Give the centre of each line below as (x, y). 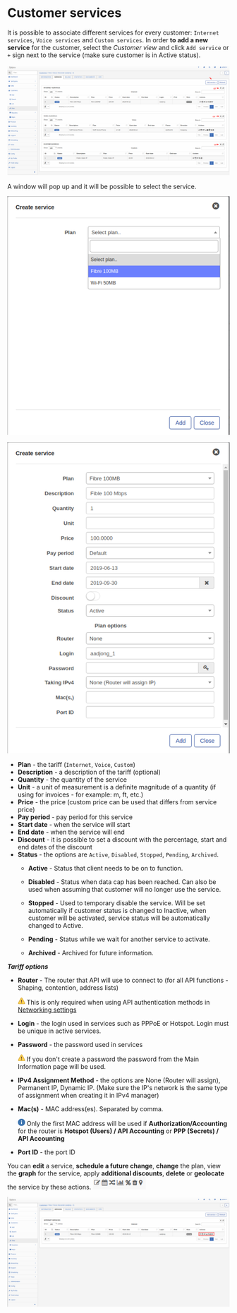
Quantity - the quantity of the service (72, 780)
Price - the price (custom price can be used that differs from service (117, 802)
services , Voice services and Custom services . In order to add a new (108, 40)
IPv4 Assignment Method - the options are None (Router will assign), (119, 1080)
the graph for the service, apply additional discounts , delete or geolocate (116, 1173)
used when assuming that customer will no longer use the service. (124, 890)
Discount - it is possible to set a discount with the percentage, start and (122, 840)
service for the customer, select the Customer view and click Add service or (118, 47)
